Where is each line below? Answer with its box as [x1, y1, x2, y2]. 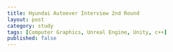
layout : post [7, 16, 45, 23]
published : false [7, 35, 57, 42]
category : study [7, 22, 54, 29]
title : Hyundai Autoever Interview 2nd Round [7, 9, 139, 17]
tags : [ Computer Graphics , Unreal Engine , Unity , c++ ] [7, 28, 168, 36]
